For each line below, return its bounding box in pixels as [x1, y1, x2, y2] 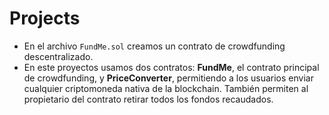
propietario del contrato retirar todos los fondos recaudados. [23, 93, 274, 105]
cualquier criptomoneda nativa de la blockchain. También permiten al [23, 82, 309, 94]
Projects [9, 7, 81, 30]
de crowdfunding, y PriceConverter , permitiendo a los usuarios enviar [23, 72, 314, 84]
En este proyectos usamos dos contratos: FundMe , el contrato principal [23, 61, 320, 73]
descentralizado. [23, 50, 94, 62]
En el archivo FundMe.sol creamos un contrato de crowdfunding [23, 40, 286, 52]
